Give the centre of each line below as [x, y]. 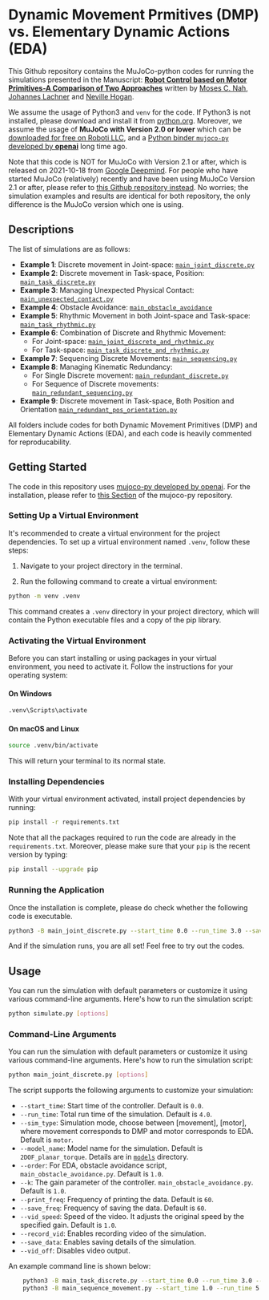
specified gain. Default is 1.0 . [68, 1225]
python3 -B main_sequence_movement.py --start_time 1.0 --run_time [137, 1289]
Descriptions [41, 230]
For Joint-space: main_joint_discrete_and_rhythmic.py [123, 341]
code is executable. [41, 916]
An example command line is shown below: [80, 1266]
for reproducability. [40, 442]
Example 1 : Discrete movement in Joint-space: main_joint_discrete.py [137, 264]
